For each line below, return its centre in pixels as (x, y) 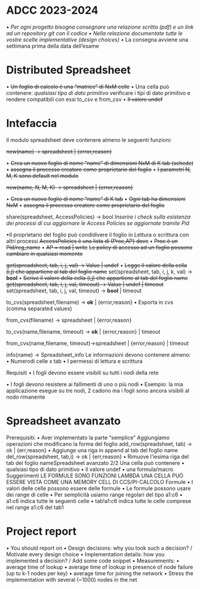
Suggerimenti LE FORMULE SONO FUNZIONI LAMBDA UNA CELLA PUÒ (95, 476)
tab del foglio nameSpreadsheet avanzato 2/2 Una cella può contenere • (96, 462)
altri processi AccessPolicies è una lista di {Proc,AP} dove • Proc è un (92, 241)
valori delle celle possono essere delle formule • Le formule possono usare (99, 488)
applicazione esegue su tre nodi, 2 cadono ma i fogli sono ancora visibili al (98, 390)
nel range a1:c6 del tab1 (35, 507)
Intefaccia (32, 124)
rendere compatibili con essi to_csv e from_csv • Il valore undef (84, 99)
